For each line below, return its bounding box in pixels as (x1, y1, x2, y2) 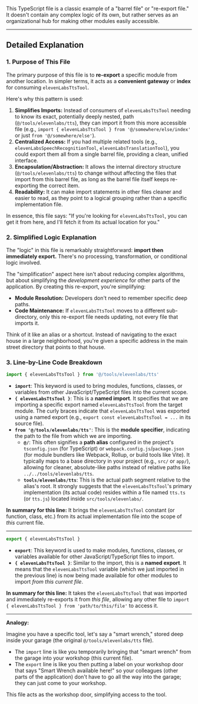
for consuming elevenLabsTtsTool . (6, 84, 90, 91)
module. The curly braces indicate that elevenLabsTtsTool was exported (14, 407, 190, 415)
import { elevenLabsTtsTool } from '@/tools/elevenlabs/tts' (6, 372, 160, 378)
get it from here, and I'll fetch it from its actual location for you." (6, 218, 160, 225)
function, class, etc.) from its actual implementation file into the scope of (6, 513, 182, 520)
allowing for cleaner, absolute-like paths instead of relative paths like (23, 464, 190, 471)
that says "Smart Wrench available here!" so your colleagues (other (14, 667, 179, 674)
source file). (14, 420, 44, 427)
